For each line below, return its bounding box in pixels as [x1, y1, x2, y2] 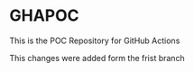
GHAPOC [9, 5, 79, 26]
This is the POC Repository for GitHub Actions [9, 35, 180, 46]
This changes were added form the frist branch [9, 52, 185, 63]
